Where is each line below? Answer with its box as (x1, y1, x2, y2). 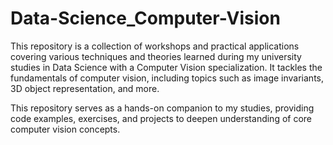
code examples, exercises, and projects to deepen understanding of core (10, 112, 313, 124)
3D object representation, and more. (10, 82, 160, 94)
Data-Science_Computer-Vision (10, 7, 281, 30)
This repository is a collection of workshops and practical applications (10, 40, 300, 52)
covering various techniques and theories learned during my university (10, 50, 302, 62)
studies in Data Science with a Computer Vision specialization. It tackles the (10, 61, 323, 73)
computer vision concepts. (10, 123, 121, 135)
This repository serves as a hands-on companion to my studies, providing (10, 102, 315, 114)
